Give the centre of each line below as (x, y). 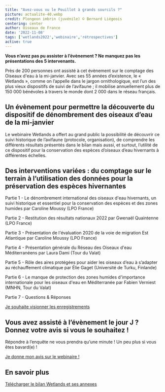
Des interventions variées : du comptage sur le (78, 171)
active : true (18, 42)
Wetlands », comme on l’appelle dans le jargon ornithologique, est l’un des (81, 81)
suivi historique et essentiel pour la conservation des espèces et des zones (82, 203)
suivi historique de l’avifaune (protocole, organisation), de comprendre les (80, 140)
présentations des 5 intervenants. (41, 61)
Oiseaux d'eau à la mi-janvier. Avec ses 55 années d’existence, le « (73, 76)
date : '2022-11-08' (25, 33)
